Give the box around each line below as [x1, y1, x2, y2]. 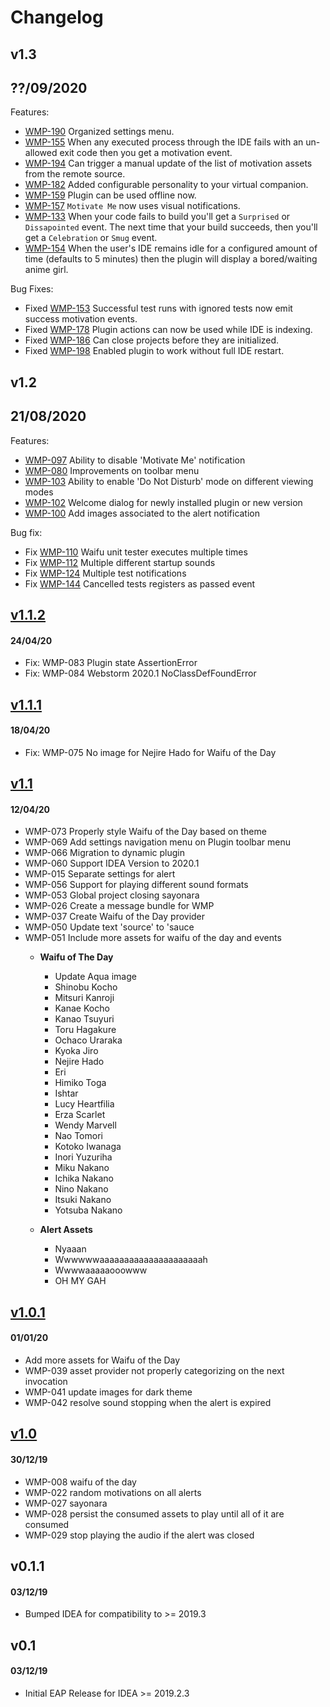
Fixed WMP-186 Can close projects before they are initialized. [24, 334, 280, 346]
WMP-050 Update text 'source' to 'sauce [24, 921, 195, 933]
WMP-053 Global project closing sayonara [24, 889, 200, 901]
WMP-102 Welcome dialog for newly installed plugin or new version [24, 496, 303, 508]
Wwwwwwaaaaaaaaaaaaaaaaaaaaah [54, 1254, 208, 1266]
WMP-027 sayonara [24, 1497, 108, 1509]
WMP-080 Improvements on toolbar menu [24, 464, 200, 476]
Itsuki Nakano [54, 1194, 112, 1206]
